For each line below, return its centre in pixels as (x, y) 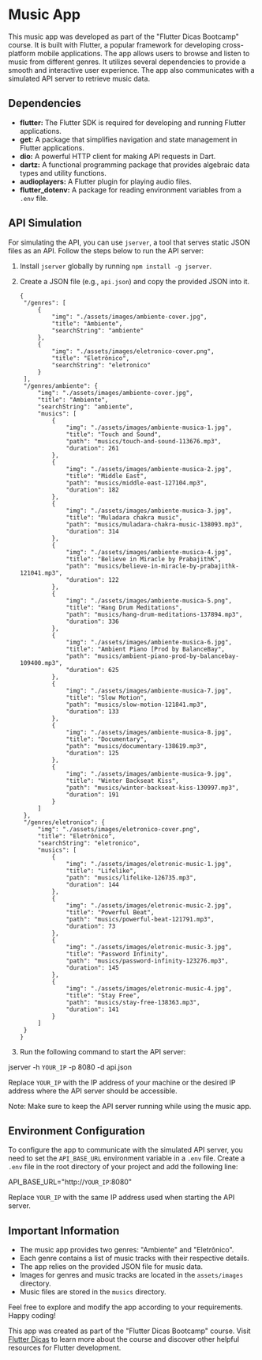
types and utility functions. (63, 173)
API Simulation (45, 223)
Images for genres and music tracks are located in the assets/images (131, 1275)
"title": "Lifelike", (101, 871)
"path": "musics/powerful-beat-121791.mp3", (140, 919)
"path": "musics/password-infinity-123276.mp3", (147, 961)
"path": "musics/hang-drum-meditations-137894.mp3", (154, 614)
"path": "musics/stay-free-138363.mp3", (133, 1002)
